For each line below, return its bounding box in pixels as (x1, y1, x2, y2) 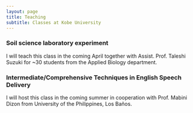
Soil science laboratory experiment (6, 39, 109, 47)
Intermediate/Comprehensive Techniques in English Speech (6, 73, 182, 81)
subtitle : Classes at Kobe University (6, 19, 101, 25)
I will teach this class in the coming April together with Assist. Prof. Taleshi (6, 52, 186, 59)
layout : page (6, 8, 38, 15)
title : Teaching (6, 14, 46, 20)
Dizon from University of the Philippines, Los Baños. (6, 100, 132, 107)
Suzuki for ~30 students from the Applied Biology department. (6, 58, 158, 65)
